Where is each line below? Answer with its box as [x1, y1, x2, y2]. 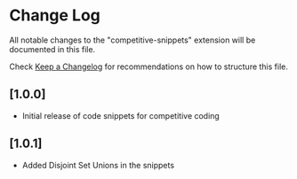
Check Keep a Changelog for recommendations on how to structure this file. [9, 61, 289, 72]
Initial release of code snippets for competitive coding [21, 110, 220, 121]
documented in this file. [9, 43, 96, 54]
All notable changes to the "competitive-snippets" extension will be [9, 35, 256, 45]
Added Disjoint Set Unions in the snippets [21, 160, 175, 170]
